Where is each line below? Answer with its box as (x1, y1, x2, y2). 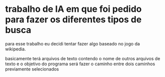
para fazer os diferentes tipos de (5, 14, 142, 25)
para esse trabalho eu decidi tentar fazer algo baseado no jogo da (5, 40, 140, 46)
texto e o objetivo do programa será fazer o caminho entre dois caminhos (5, 61, 155, 67)
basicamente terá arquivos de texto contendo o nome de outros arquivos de (5, 55, 161, 61)
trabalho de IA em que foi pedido (5, 3, 142, 15)
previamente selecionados (5, 66, 59, 72)
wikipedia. (5, 46, 26, 52)
